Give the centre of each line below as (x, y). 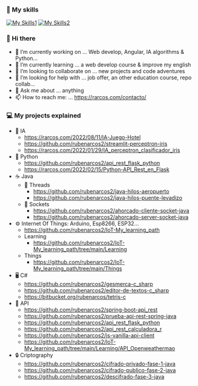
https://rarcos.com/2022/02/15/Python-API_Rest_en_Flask (97, 169)
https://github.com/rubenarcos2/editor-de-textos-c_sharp (97, 290)
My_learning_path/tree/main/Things (78, 268)
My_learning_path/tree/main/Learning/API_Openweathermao (100, 348)
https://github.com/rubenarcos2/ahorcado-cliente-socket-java (111, 211)
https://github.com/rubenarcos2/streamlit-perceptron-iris (96, 143)
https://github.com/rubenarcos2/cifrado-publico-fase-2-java (100, 370)
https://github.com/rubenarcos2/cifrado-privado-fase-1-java (100, 364)
